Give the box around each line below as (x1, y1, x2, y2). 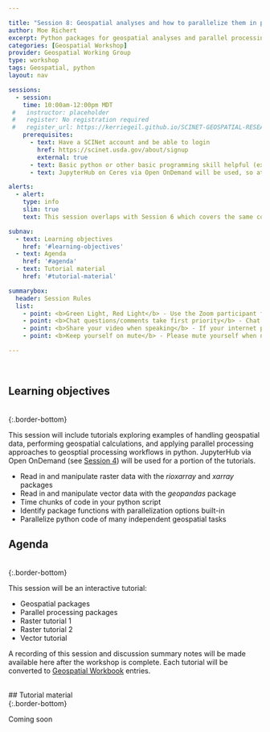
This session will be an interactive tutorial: (8, 583, 147, 593)
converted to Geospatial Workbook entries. (8, 666, 151, 676)
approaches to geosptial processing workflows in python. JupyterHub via (8, 447, 252, 456)
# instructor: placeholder (11, 108, 110, 117)
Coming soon (8, 714, 53, 724)
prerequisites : (22, 131, 74, 139)
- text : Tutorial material (15, 265, 106, 273)
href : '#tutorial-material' (22, 272, 117, 281)
